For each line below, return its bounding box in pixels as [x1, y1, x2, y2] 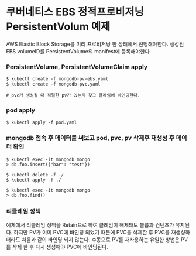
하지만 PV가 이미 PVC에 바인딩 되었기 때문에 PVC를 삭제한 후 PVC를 [13, 229, 170, 236]
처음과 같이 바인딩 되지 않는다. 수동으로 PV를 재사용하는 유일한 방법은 [21, 236, 180, 243]
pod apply [6, 106, 36, 114]
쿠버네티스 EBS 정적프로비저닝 [6, 5, 145, 19]
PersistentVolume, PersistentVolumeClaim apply [6, 63, 148, 71]
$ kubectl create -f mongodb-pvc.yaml [6, 81, 101, 87]
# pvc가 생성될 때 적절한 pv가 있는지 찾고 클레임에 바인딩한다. [6, 93, 140, 98]
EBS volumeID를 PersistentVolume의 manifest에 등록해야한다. [6, 47, 152, 54]
